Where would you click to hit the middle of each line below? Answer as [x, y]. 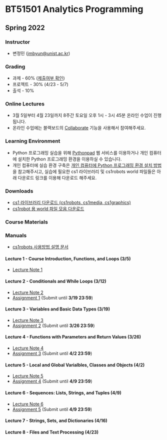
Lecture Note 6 [28, 404]
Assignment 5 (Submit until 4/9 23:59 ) [52, 409]
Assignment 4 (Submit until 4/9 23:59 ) [52, 381]
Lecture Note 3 [28, 320]
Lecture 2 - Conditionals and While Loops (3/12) [56, 281]
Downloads [19, 191]
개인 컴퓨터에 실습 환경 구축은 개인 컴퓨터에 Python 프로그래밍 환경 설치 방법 [87, 165]
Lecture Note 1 [27, 270]
